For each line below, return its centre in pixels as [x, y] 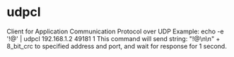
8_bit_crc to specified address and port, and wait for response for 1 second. [117, 46]
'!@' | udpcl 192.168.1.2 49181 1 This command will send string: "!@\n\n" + [113, 38]
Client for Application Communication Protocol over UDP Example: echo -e [115, 31]
